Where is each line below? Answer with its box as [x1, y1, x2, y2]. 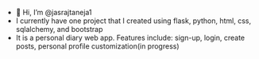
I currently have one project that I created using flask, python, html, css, [15, 16, 252, 26]
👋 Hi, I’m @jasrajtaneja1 [15, 8, 93, 17]
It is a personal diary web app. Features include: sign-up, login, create [15, 33, 245, 42]
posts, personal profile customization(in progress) [15, 41, 180, 51]
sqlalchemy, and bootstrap [15, 25, 103, 33]
